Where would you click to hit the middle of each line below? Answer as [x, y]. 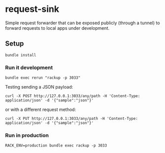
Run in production [27, 135]
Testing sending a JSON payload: [39, 87]
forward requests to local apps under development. [57, 28]
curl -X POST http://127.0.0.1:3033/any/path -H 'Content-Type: [73, 96]
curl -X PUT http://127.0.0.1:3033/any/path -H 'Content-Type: [72, 119]
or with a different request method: [41, 109]
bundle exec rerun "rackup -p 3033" [43, 78]
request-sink [32, 9]
